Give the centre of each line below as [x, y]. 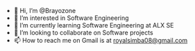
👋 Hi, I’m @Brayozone [45, 11]
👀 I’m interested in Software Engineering [71, 18]
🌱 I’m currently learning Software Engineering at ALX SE [94, 25]
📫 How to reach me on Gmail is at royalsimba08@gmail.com [101, 40]
